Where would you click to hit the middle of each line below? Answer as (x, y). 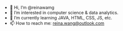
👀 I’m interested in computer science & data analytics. (64, 13)
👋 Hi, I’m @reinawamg (32, 8)
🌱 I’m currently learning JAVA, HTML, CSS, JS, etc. (61, 18)
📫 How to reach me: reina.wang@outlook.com (57, 23)
